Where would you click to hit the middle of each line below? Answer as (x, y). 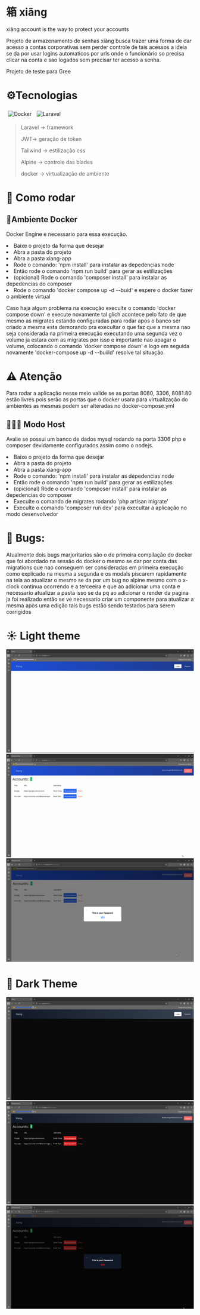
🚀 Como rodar (41, 198)
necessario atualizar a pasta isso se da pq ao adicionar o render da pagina (98, 592)
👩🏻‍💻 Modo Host (36, 425)
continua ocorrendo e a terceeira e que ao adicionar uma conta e (100, 586)
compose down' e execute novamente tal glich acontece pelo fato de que (96, 314)
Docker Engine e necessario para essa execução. (67, 234)
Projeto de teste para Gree (39, 71)
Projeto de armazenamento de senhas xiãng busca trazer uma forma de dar (99, 41)
